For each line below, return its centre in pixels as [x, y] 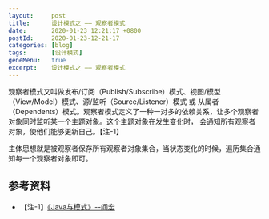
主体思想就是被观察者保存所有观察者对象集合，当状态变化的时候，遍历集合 [131, 148]
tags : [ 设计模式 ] [45, 53]
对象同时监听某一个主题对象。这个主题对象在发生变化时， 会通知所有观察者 [132, 121]
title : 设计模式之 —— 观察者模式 [67, 23]
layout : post [37, 16]
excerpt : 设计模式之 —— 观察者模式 [67, 68]
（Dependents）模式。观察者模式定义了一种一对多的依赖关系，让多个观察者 [134, 111]
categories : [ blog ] [41, 46]
